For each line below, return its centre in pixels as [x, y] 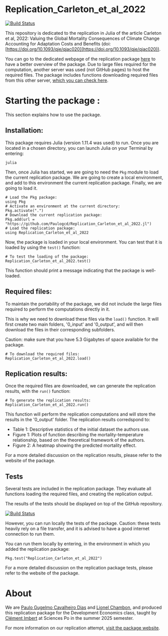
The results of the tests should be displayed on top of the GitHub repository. [84, 504]
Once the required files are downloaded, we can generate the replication [80, 386]
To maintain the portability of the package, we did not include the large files [83, 304]
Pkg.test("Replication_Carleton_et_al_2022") [54, 558]
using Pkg [16, 202]
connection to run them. [30, 534]
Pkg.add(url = [20, 219]
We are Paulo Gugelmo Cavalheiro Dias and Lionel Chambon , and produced [83, 608]
